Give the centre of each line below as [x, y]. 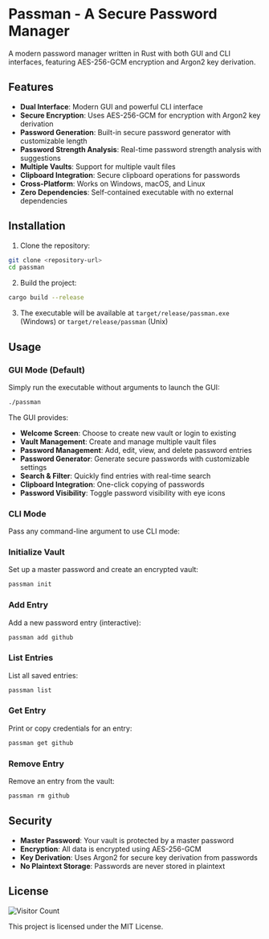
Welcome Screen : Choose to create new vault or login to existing [128, 433]
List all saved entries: [43, 675]
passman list [30, 690]
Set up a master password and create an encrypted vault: [104, 570]
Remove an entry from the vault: [61, 781]
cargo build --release [46, 298]
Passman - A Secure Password [113, 14]
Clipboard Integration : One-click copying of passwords [112, 484]
